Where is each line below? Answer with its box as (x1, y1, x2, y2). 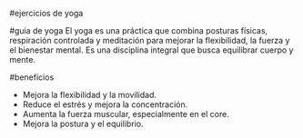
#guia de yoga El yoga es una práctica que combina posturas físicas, (9, 25, 268, 35)
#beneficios (9, 72, 55, 83)
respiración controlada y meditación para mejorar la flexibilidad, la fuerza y (9, 35, 290, 45)
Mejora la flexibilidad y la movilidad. (22, 90, 157, 100)
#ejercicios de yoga (9, 8, 84, 18)
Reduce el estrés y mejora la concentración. (22, 99, 188, 110)
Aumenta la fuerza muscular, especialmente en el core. (22, 109, 229, 119)
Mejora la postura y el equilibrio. (22, 118, 144, 129)
